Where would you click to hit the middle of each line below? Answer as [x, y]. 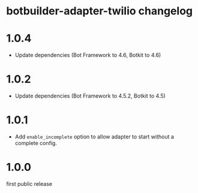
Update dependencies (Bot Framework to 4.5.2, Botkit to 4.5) [90, 96]
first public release [29, 183]
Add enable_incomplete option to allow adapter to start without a [94, 137]
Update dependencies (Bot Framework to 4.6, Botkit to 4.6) [88, 55]
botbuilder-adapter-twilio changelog [100, 11]
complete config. [36, 143]
